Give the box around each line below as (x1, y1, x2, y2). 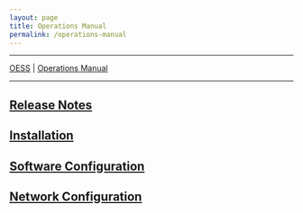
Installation (9, 128, 74, 144)
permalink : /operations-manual (9, 30, 127, 39)
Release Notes (9, 97, 93, 112)
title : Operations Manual (9, 22, 106, 31)
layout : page (9, 13, 59, 22)
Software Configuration (9, 158, 145, 173)
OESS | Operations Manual (9, 63, 108, 74)
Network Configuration (9, 189, 142, 204)
